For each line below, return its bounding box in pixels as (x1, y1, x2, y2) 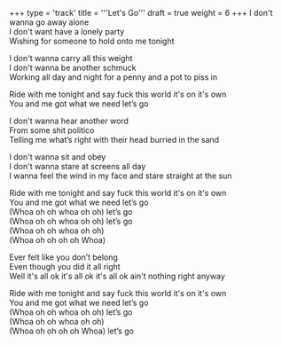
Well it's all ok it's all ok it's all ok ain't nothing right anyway (9, 271, 226, 281)
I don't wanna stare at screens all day (9, 161, 146, 171)
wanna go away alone (9, 17, 90, 27)
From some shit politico (9, 125, 95, 136)
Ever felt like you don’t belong (9, 252, 118, 263)
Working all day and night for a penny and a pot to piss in (9, 72, 218, 82)
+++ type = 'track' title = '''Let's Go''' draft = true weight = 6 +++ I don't (9, 8, 273, 18)
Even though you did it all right (9, 262, 121, 271)
